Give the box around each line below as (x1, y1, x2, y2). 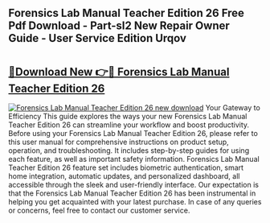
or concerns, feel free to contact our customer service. (8, 205, 190, 215)
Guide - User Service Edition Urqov (8, 31, 187, 45)
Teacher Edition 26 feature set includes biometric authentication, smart (8, 163, 243, 172)
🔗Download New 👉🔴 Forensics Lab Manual (8, 64, 230, 79)
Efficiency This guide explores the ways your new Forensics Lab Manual (8, 112, 247, 121)
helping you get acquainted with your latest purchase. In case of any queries (8, 197, 262, 206)
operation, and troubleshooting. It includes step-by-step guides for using (8, 146, 250, 155)
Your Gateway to (205, 103, 261, 112)
